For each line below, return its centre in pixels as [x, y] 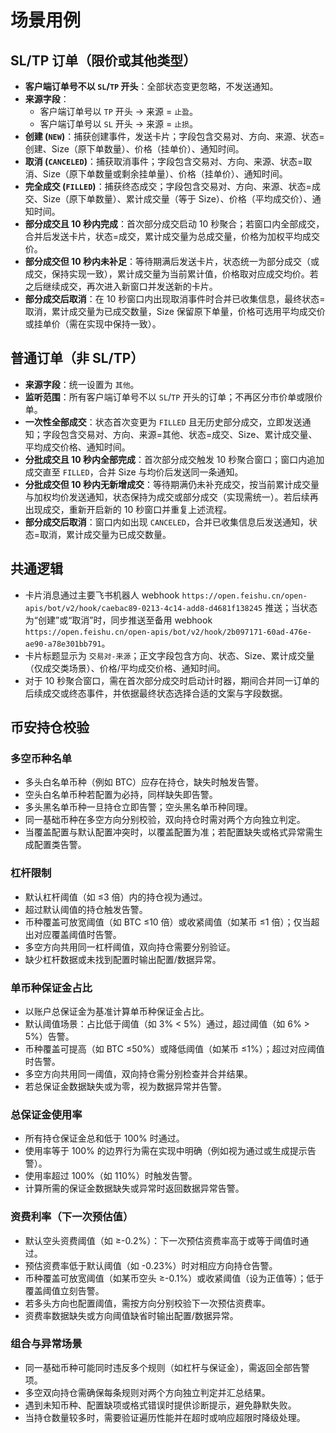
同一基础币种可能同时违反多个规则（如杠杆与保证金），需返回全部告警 [167, 1367]
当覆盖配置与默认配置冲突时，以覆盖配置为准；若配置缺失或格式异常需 [169, 832]
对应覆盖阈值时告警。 [77, 934]
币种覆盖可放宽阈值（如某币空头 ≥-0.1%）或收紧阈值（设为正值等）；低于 [174, 1278]
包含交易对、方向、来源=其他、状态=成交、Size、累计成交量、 [188, 434]
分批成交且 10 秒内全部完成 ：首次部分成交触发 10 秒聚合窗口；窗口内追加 [174, 459]
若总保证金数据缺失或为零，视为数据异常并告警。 [125, 1086]
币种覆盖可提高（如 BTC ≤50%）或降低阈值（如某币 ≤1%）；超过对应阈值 [174, 1048]
